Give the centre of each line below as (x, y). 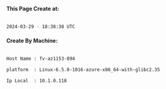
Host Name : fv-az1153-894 (41, 59)
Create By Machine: (32, 40)
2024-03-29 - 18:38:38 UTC (41, 27)
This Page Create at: (33, 9)
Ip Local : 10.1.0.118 (37, 81)
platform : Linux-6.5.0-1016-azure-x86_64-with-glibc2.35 (83, 70)
